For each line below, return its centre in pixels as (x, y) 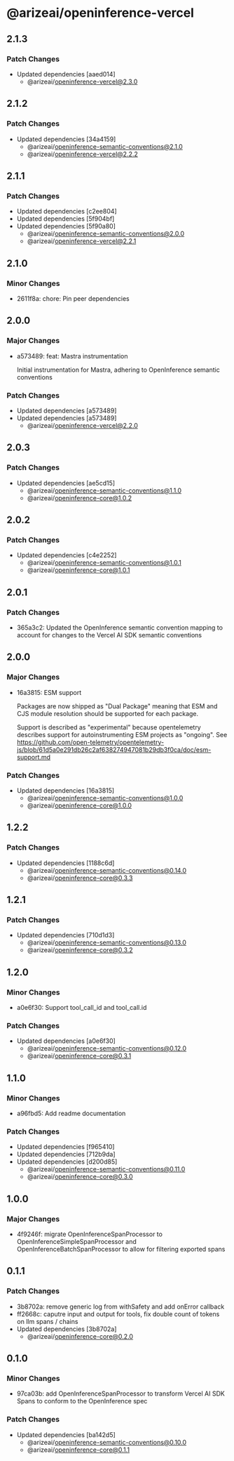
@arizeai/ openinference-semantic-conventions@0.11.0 (106, 1169)
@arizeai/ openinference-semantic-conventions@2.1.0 (105, 146)
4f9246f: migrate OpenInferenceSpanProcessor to (89, 1234)
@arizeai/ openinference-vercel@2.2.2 (82, 154)
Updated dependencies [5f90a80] (66, 226)
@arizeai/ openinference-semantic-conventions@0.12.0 (107, 1048)
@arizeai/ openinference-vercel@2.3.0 (82, 82)
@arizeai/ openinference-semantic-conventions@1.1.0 (104, 491)
